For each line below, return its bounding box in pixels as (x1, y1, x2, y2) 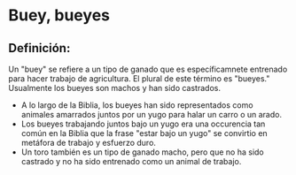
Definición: (8, 41, 71, 56)
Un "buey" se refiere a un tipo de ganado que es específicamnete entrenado (8, 64, 288, 74)
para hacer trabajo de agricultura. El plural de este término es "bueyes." (8, 73, 270, 84)
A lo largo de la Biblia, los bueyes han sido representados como (20, 100, 253, 110)
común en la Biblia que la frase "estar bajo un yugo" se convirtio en (20, 128, 268, 138)
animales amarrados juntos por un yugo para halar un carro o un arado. (20, 110, 283, 119)
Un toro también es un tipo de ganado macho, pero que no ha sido (20, 147, 264, 157)
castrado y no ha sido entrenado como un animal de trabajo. (20, 156, 242, 166)
